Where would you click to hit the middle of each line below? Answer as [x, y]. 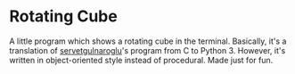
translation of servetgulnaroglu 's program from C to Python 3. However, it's [147, 50]
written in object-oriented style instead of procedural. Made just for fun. [141, 60]
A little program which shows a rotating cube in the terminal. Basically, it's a [148, 41]
